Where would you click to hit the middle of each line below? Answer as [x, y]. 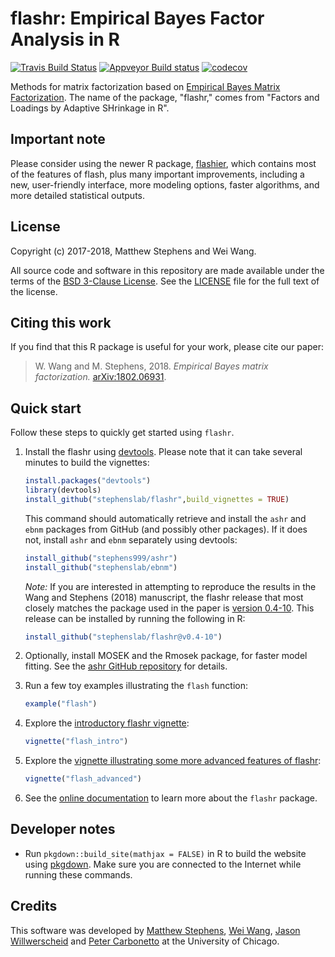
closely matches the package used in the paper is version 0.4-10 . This [169, 608]
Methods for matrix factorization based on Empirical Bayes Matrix [145, 86]
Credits [34, 906]
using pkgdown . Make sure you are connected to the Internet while [163, 864]
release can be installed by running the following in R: [135, 618]
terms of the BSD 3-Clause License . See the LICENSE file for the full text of [165, 281]
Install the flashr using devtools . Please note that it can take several [163, 452]
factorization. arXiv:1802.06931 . [100, 377]
